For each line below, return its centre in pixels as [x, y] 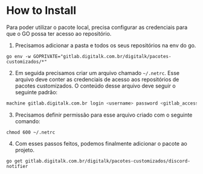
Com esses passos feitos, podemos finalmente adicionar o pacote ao [101, 143]
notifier [17, 166]
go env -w [19, 56]
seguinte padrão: [36, 92]
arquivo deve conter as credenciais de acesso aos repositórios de [97, 79]
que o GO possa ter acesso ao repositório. [59, 33]
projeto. [25, 150]
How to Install [41, 11]
